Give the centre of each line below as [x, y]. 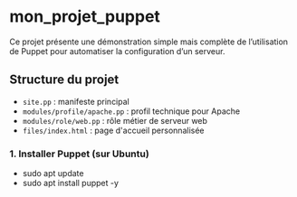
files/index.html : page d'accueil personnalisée [113, 130]
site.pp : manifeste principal [76, 101]
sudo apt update [53, 174]
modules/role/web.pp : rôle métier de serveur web [115, 120]
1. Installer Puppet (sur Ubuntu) [79, 154]
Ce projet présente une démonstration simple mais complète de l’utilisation [148, 42]
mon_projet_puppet [85, 17]
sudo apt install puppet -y [71, 183]
